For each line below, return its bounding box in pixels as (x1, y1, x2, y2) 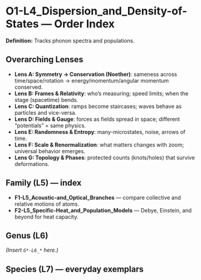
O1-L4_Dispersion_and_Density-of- (5, 4, 188, 18)
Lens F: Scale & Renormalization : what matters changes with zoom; (14, 141, 185, 148)
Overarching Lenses (5, 54, 84, 65)
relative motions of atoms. (14, 200, 80, 208)
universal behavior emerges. (14, 147, 86, 154)
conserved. (14, 83, 43, 91)
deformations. (14, 160, 49, 167)
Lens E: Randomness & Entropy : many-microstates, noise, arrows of (14, 128, 185, 135)
